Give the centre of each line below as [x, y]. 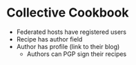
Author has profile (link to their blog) [68, 46]
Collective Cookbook [68, 13]
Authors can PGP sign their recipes [77, 54]
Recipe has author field [49, 39]
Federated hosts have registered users [71, 32]
